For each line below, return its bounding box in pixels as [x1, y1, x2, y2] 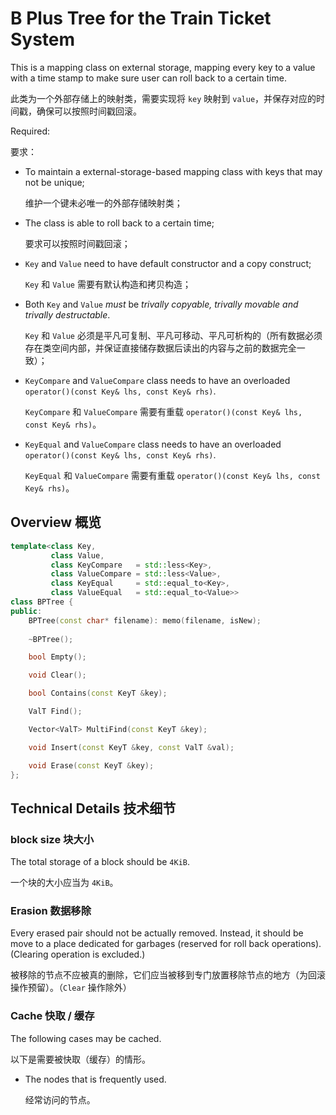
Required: [10, 125, 51, 137]
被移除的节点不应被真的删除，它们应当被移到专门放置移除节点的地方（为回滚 [10, 969, 326, 981]
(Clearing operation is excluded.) [10, 948, 146, 961]
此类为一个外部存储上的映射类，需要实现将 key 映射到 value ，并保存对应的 [10, 92, 317, 104]
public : [10, 606, 43, 616]
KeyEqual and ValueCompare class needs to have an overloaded [24, 438, 282, 450]
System [10, 28, 76, 51]
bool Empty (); [28, 652, 87, 662]
